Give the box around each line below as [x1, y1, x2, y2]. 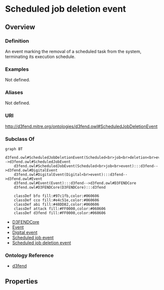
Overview [5, 23, 36, 31]
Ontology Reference [5, 252, 54, 259]
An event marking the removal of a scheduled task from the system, [5, 48, 142, 54]
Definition [5, 38, 29, 44]
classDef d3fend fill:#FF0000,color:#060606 [14, 211, 106, 215]
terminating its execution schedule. [5, 54, 76, 59]
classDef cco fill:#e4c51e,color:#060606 [14, 198, 99, 203]
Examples [5, 66, 29, 73]
